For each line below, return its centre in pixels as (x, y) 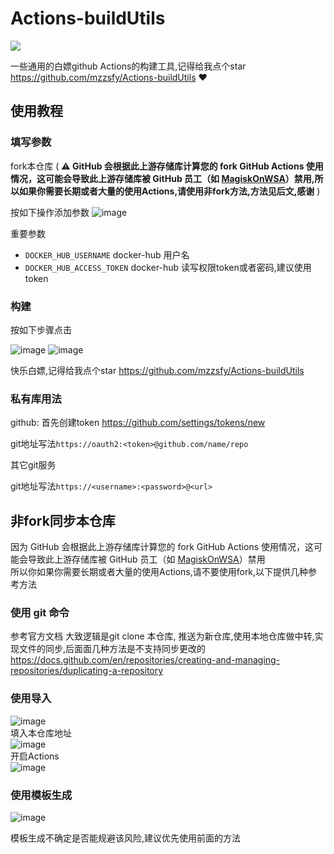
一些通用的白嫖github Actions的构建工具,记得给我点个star (128, 66)
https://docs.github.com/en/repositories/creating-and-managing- (145, 660)
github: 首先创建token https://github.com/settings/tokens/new (138, 423)
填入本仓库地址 (41, 733)
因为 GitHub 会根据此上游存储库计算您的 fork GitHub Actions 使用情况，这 (162, 547)
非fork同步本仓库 (63, 520)
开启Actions (35, 756)
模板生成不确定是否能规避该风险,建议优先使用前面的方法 (126, 838)
